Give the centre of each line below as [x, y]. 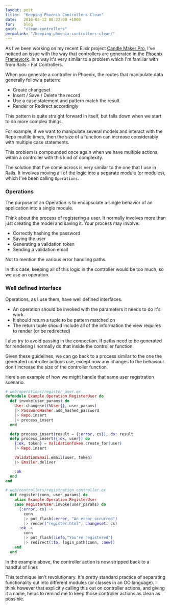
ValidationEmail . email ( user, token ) [54, 458]
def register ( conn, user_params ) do [49, 495]
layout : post [19, 10]
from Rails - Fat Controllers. [34, 65]
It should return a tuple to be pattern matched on [64, 320]
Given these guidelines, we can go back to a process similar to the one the [84, 356]
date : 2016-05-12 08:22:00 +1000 [43, 19]
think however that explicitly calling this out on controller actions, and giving [85, 588]
